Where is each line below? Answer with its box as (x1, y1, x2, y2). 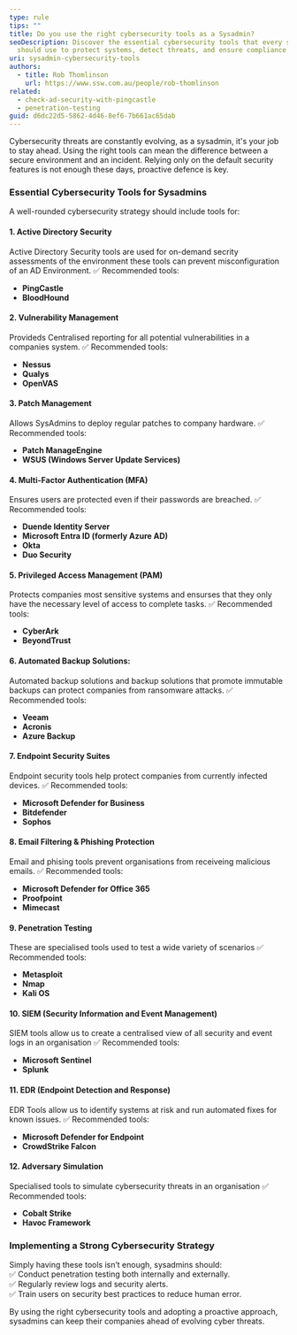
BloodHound (21, 292, 70, 303)
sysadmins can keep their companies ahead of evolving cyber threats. (9, 1316, 265, 1327)
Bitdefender (21, 807, 68, 817)
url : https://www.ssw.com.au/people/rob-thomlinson (25, 79, 219, 88)
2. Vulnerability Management (9, 312, 119, 323)
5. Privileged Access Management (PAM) (9, 570, 164, 580)
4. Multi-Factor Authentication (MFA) (9, 474, 148, 485)
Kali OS (21, 988, 50, 999)
